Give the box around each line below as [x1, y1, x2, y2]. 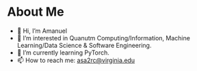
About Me [7, 4, 64, 20]
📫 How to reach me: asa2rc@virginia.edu [16, 56, 135, 64]
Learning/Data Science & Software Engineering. [16, 41, 152, 49]
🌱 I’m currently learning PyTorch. [16, 48, 109, 57]
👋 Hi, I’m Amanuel [16, 27, 67, 35]
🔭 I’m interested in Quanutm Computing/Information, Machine [16, 33, 190, 42]
